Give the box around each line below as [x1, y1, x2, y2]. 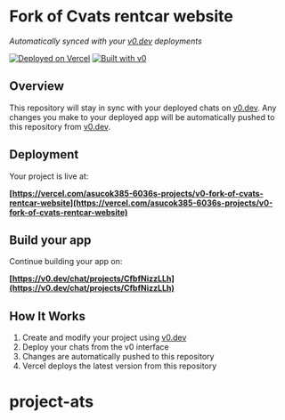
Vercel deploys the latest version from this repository [21, 360, 217, 371]
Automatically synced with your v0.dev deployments [9, 36, 202, 46]
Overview [9, 78, 65, 94]
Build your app [9, 232, 92, 247]
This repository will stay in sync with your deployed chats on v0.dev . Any [9, 102, 277, 113]
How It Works [9, 309, 86, 324]
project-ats [9, 392, 94, 412]
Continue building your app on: [9, 256, 123, 267]
